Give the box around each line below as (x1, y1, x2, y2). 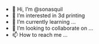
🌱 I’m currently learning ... (11, 18, 76, 25)
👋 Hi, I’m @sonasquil (11, 6, 63, 12)
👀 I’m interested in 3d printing (11, 12, 85, 19)
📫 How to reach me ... (11, 32, 68, 38)
